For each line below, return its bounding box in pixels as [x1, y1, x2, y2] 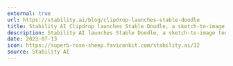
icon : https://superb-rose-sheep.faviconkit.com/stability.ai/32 [7, 42, 200, 49]
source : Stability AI [7, 49, 70, 56]
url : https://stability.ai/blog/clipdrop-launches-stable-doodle [7, 16, 200, 23]
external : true [7, 10, 51, 17]
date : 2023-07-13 [7, 36, 58, 43]
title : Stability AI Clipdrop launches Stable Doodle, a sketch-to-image [7, 23, 225, 30]
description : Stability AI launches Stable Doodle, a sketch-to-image [7, 29, 216, 36]
